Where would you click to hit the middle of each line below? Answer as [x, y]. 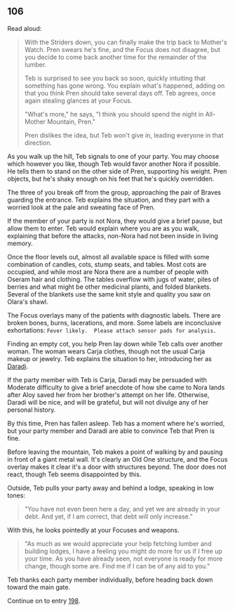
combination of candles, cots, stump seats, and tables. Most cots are [107, 264]
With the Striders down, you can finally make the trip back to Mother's [126, 42]
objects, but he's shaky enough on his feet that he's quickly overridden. [111, 178]
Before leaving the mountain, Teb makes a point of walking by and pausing [115, 452]
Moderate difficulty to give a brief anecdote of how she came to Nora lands [116, 387]
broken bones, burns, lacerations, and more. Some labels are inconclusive [114, 323]
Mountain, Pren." [72, 122]
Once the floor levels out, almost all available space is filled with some [108, 256]
